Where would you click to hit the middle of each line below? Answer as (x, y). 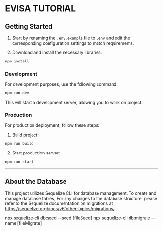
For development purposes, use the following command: (61, 84)
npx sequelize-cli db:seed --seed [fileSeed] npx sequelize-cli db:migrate (78, 218)
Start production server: (36, 153)
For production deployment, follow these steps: (52, 125)
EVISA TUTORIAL (41, 8)
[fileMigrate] (30, 223)
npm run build (19, 144)
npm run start (19, 162)
